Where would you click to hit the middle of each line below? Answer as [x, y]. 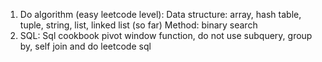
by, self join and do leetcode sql [85, 46]
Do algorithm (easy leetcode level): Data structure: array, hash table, [160, 14]
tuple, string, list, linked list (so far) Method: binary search [138, 25]
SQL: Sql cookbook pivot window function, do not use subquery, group [166, 35]
